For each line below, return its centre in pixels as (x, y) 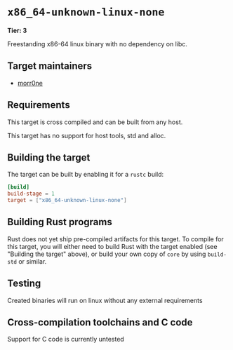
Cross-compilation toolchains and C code (100, 322)
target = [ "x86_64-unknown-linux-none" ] (67, 201)
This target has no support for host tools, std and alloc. (87, 135)
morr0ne (30, 83)
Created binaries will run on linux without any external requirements (105, 300)
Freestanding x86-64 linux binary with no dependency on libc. (98, 43)
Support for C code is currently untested (66, 339)
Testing (24, 284)
